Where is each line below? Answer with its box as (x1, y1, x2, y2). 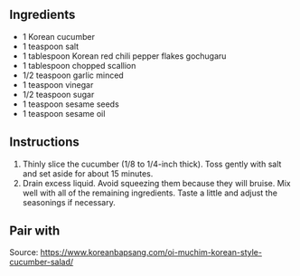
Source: (9, 247, 39, 258)
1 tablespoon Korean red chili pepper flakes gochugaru (22, 50, 227, 62)
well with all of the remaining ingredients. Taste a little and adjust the (22, 187, 278, 198)
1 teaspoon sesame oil (22, 108, 106, 119)
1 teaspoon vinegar (22, 79, 94, 90)
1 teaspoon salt (22, 41, 80, 52)
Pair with (9, 224, 61, 239)
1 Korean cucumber (22, 31, 95, 42)
